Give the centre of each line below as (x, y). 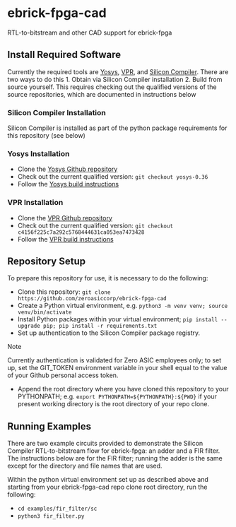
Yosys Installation (39, 153)
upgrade (29, 326)
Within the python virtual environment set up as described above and (108, 480)
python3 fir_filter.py (51, 516)
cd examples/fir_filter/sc (57, 509)
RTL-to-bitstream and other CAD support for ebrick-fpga (90, 32)
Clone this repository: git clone (64, 292)
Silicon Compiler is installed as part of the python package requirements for (117, 128)
